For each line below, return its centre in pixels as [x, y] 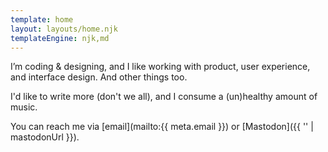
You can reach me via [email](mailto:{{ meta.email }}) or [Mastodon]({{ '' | [162, 127]
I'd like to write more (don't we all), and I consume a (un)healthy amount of [164, 97]
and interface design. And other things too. [99, 77]
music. [24, 107]
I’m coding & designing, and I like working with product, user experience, [160, 67]
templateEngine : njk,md [60, 38]
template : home [42, 19]
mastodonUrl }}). [45, 137]
